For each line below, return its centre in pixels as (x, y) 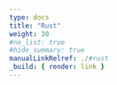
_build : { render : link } (57, 67)
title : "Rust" (35, 26)
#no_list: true (37, 42)
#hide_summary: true (47, 50)
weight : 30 (29, 34)
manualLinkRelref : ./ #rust (59, 58)
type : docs (29, 17)
